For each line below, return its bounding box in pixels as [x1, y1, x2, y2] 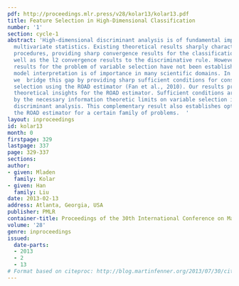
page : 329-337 [7, 149, 50, 156]
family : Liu [14, 189, 50, 196]
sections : [7, 155, 37, 163]
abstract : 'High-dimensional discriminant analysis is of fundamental [7, 37, 221, 44]
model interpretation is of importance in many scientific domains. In [14, 70, 231, 77]
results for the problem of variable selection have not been [14, 63, 202, 70]
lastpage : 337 [7, 143, 50, 150]
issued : [7, 235, 31, 242]
